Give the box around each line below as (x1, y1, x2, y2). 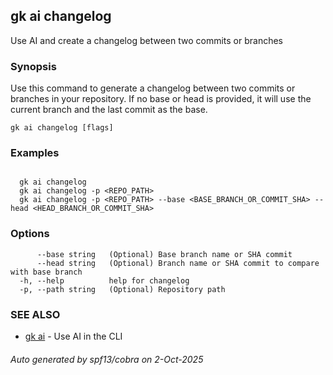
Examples (10, 146, 60, 160)
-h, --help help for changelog (19, 275, 190, 286)
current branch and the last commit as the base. (10, 104, 208, 116)
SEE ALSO (10, 307, 61, 321)
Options (10, 227, 50, 241)
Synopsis (10, 59, 57, 73)
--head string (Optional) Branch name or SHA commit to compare (36, 258, 320, 268)
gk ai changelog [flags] (10, 123, 114, 133)
